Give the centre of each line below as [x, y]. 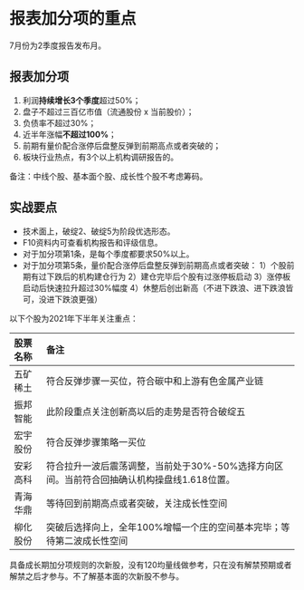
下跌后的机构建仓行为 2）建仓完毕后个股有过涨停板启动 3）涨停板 [169, 276]
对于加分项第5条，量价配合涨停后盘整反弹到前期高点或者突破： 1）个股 [154, 265]
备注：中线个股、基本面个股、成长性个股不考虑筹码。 [109, 176]
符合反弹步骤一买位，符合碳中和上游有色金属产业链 [155, 381]
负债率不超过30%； [59, 122]
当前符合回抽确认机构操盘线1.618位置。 [149, 479]
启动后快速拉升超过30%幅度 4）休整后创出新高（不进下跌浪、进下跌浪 [154, 287]
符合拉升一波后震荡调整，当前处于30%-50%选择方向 [160, 466]
